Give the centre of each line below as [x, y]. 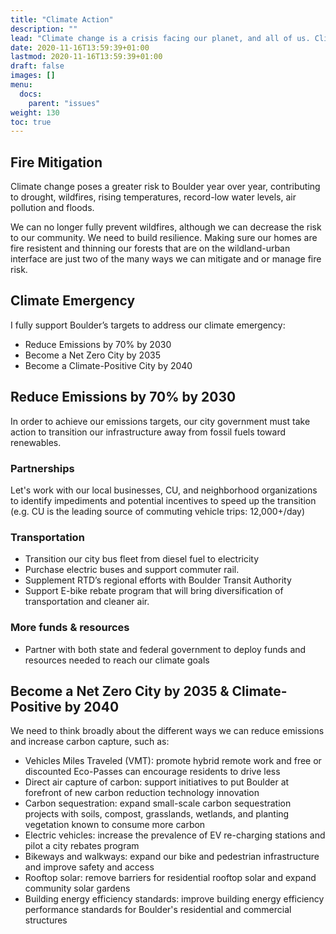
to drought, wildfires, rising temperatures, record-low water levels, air [153, 197]
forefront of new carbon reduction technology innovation [142, 793]
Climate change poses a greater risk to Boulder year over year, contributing [165, 187]
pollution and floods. [52, 208]
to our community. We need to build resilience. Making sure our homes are [164, 238]
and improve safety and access [89, 867]
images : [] [33, 76]
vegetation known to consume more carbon [115, 825]
